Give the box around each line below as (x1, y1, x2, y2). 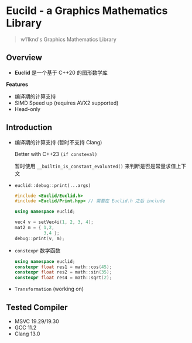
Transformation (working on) (14, 285, 84, 293)
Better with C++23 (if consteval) (14, 150, 98, 157)
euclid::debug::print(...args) (14, 182, 91, 188)
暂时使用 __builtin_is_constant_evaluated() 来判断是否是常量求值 (14, 162, 176, 169)
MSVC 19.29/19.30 (14, 318, 60, 325)
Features (6, 81, 28, 88)
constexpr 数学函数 (14, 247, 61, 254)
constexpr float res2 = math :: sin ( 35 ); (14, 269, 112, 275)
